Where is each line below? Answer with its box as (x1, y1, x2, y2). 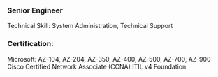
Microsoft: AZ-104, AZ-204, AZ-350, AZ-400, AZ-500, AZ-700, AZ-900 (7, 55, 211, 63)
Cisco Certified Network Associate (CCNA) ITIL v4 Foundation (7, 62, 187, 71)
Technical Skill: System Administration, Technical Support (7, 22, 173, 30)
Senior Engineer (7, 6, 63, 15)
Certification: (7, 39, 54, 49)
